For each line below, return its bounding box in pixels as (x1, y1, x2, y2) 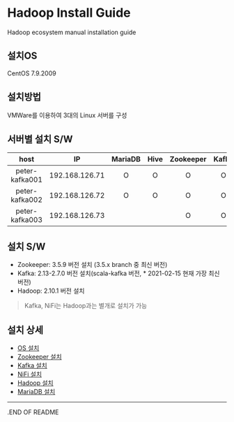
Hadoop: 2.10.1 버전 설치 (17, 286, 85, 295)
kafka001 (10, 175, 43, 184)
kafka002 (10, 195, 43, 205)
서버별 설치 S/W (7, 133, 73, 145)
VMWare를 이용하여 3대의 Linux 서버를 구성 (7, 110, 127, 119)
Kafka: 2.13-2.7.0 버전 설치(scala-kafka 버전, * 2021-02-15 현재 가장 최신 (17, 269, 220, 277)
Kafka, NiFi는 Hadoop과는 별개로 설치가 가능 (24, 302, 148, 310)
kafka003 (10, 215, 43, 225)
